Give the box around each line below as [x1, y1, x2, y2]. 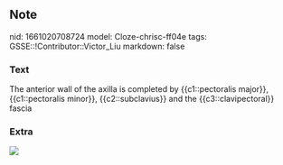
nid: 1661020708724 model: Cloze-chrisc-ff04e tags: [9, 31, 208, 41]
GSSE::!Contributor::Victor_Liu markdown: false [9, 41, 185, 51]
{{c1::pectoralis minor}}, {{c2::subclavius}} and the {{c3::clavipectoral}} [9, 94, 275, 105]
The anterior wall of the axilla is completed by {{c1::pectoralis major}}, [9, 84, 269, 95]
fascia [9, 103, 33, 114]
